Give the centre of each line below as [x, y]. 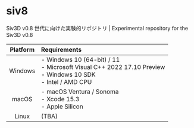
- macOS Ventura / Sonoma [80, 92]
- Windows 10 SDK [68, 74]
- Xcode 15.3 [60, 99]
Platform [22, 49]
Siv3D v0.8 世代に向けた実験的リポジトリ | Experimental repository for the [97, 28]
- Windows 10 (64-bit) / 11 [80, 60]
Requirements [61, 49]
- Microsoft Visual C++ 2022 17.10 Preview [103, 67]
